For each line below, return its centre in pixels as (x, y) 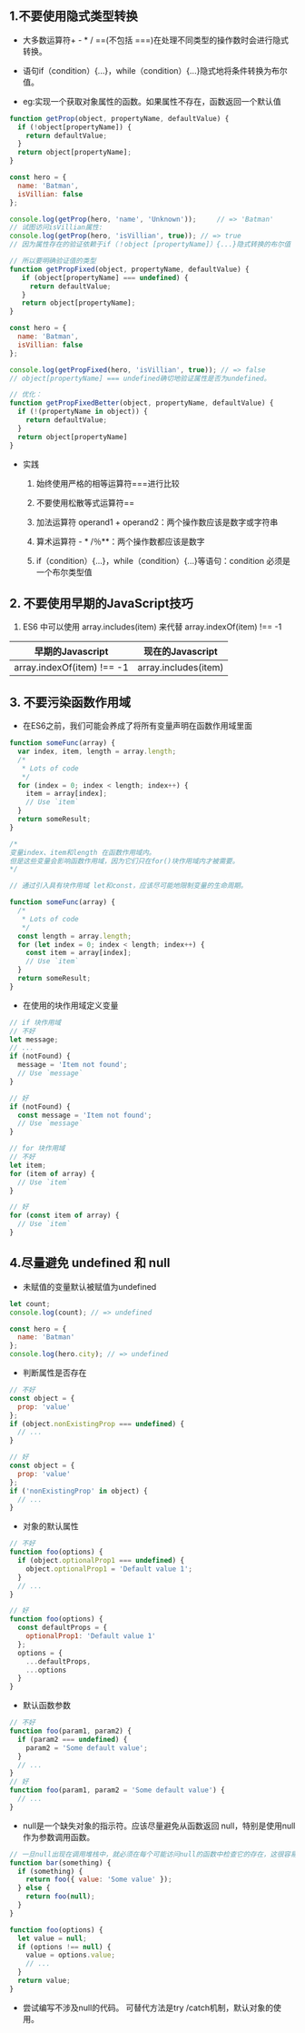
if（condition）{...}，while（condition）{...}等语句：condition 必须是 (163, 560)
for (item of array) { (52, 1173)
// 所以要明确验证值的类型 (53, 261)
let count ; (30, 1303)
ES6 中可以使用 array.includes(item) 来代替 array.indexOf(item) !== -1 (152, 627)
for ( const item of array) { (64, 1216)
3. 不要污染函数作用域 (70, 702)
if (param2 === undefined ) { (73, 1739)
